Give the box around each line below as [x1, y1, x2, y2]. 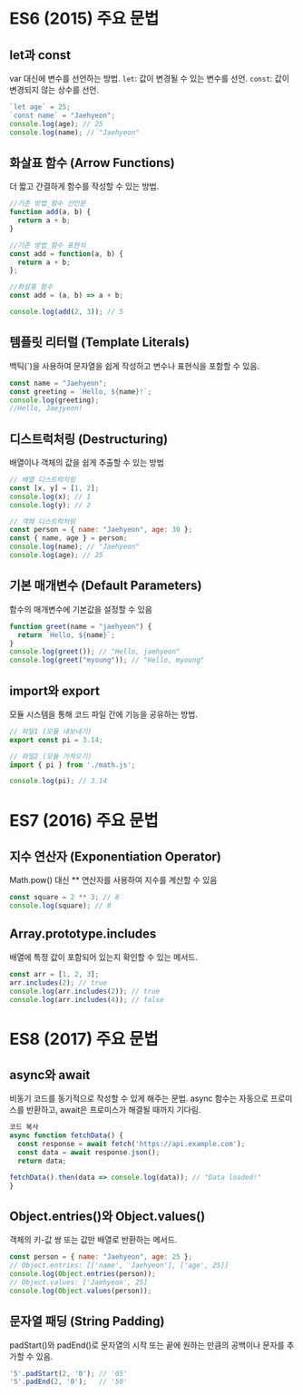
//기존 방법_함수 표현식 [9, 241, 86, 250]
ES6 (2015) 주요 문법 [9, 8, 160, 29]
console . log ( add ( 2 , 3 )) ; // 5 [9, 308, 124, 317]
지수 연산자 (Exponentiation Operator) [9, 849, 222, 864]
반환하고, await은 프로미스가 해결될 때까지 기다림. [25, 1105, 201, 1115]
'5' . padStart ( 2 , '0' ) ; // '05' [9, 1369, 128, 1378]
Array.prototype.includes [9, 927, 157, 942]
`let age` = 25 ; [9, 103, 71, 112]
